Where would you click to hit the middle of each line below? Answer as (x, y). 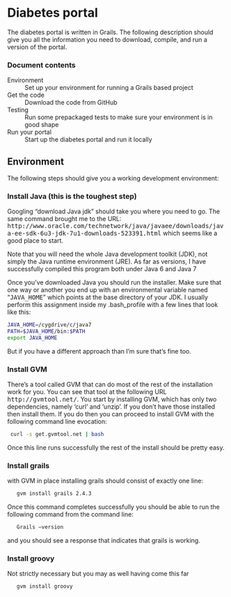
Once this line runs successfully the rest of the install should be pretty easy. (116, 448)
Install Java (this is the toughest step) (72, 196)
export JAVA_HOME (32, 338)
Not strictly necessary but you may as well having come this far (98, 574)
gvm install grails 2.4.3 (54, 494)
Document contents (42, 65)
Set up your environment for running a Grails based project (109, 88)
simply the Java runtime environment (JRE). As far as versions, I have (107, 262)
